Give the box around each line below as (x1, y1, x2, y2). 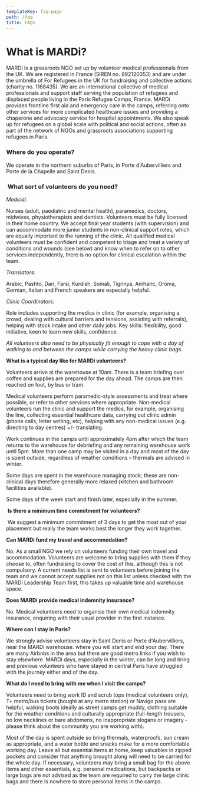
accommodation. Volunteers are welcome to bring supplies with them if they (6, 553, 192, 561)
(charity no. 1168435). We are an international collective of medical (6, 83, 169, 90)
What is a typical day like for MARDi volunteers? (6, 357, 127, 364)
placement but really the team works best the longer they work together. (6, 525, 182, 532)
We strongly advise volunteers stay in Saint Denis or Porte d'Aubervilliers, (6, 637, 184, 644)
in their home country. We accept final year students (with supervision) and (6, 219, 189, 227)
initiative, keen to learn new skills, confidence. (6, 328, 118, 335)
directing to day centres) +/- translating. (6, 424, 104, 431)
